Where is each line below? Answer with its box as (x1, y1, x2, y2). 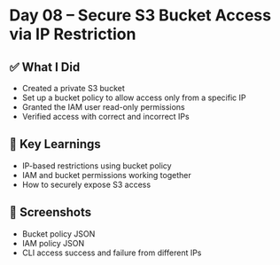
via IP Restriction (9, 24, 136, 44)
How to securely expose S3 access (21, 179, 152, 190)
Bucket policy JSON (21, 228, 96, 239)
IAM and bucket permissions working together (21, 169, 192, 180)
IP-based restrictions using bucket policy (21, 160, 172, 171)
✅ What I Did (9, 59, 81, 74)
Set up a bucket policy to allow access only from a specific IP (21, 92, 246, 103)
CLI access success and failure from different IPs (21, 247, 202, 258)
